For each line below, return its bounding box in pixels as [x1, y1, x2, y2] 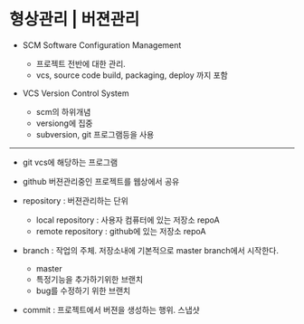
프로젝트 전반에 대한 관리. [35, 58, 127, 69]
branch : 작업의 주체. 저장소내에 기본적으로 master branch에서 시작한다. [22, 244, 279, 255]
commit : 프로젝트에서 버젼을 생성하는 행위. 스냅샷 [22, 304, 201, 315]
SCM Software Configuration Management [22, 39, 182, 51]
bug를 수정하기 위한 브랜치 [35, 285, 131, 296]
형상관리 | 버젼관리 [9, 9, 140, 30]
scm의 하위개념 [35, 106, 91, 117]
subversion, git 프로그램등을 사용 [35, 129, 155, 139]
